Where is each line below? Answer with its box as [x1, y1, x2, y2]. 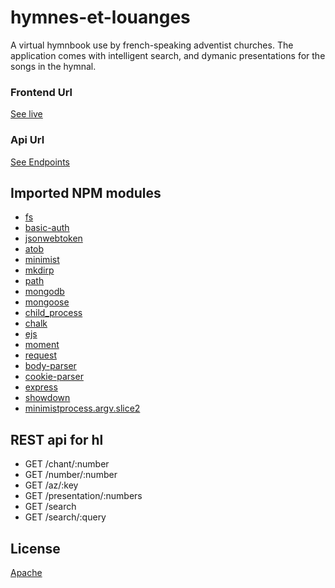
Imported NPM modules [10, 184, 162, 201]
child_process [24, 307, 83, 319]
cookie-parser [24, 371, 84, 383]
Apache [10, 566, 43, 578]
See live [10, 108, 43, 120]
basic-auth [24, 222, 70, 234]
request [24, 349, 57, 361]
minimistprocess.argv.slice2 [24, 402, 141, 415]
